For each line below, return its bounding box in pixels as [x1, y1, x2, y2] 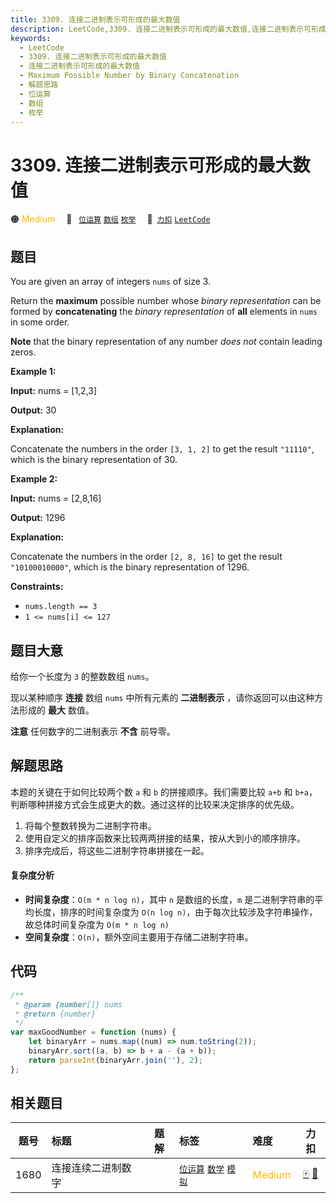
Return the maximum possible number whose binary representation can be [10, 295, 322, 307]
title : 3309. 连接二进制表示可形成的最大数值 [10, 14, 181, 25]
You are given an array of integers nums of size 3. [10, 276, 212, 288]
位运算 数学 [178, 1164, 225, 1175]
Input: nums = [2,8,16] [10, 492, 102, 505]
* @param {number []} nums [14, 999, 123, 1010]
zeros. [10, 346, 37, 358]
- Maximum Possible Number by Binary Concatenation [19, 71, 240, 81]
